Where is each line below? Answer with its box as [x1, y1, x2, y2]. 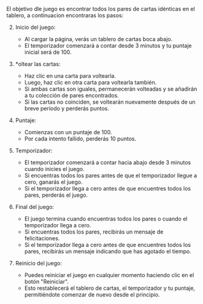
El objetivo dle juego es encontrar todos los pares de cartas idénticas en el [6, 6, 195, 12]
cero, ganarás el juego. [24, 178, 83, 186]
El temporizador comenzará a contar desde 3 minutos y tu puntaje [24, 42, 192, 49]
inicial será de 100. [24, 48, 72, 56]
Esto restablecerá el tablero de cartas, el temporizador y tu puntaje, [24, 284, 195, 292]
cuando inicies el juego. [24, 165, 85, 172]
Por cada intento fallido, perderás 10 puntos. [24, 135, 137, 142]
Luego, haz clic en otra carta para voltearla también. [24, 79, 157, 86]
